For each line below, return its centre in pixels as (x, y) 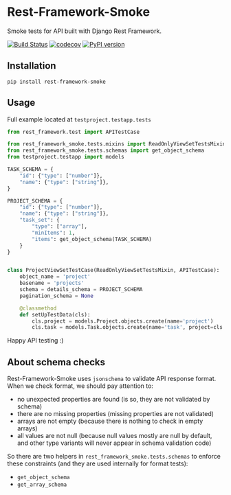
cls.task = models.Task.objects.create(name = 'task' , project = (123, 327)
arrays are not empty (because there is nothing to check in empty (110, 421)
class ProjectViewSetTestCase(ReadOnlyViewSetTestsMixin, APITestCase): (113, 270)
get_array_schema (42, 485)
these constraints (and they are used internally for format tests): (98, 463)
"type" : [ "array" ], (60, 227)
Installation (32, 66)
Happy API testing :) (35, 341)
